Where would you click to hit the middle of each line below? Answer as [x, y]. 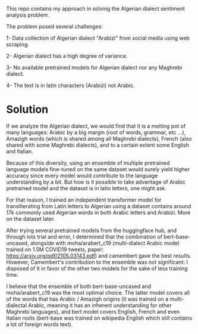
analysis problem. [28, 15]
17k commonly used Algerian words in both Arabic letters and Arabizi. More [98, 212]
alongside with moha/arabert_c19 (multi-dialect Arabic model [105, 243]
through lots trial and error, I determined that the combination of [84, 236]
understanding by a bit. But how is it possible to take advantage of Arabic [96, 182]
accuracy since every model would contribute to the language [82, 175]
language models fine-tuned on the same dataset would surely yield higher [98, 169]
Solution [27, 109]
